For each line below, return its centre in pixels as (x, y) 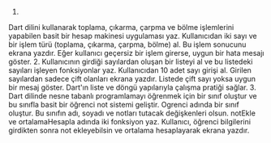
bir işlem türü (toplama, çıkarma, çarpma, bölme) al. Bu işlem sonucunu (127, 44)
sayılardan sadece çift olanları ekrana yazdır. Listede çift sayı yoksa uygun (132, 79)
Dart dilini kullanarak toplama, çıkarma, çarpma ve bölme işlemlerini (121, 27)
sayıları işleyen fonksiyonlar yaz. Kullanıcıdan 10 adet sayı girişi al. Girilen (130, 70)
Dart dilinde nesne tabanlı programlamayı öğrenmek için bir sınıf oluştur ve (133, 96)
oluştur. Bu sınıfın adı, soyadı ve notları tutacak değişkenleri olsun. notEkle (132, 113)
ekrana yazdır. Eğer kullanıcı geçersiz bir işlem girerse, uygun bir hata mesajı (136, 53)
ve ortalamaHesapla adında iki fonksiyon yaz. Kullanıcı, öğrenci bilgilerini (130, 122)
